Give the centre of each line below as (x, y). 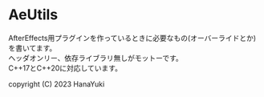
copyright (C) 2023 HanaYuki (57, 84)
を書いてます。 (32, 48)
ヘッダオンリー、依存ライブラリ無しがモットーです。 (95, 58)
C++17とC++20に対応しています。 (65, 68)
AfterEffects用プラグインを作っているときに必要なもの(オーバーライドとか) (132, 38)
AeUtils (33, 15)
